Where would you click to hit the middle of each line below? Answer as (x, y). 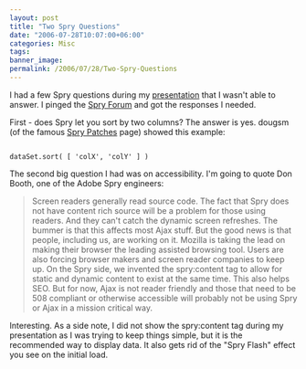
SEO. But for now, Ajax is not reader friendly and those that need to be (164, 288)
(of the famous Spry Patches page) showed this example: (117, 132)
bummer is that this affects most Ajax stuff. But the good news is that (162, 230)
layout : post (34, 18)
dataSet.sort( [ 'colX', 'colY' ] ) (79, 156)
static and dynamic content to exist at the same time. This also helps (161, 279)
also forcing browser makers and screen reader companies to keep (158, 259)
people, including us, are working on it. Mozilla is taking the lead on (158, 239)
